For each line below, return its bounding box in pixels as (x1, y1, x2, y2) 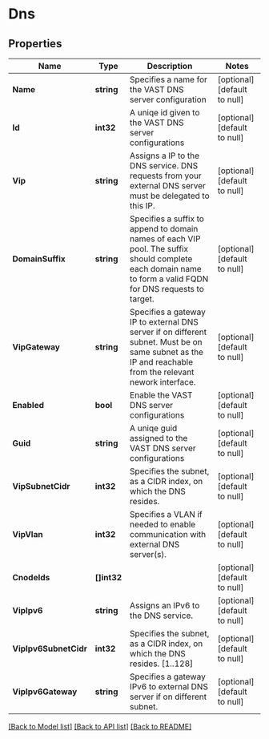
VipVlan (12, 529, 43, 539)
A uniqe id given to (129, 107, 200, 118)
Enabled (12, 400, 45, 410)
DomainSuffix (12, 253, 66, 265)
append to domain (129, 224, 199, 234)
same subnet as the (129, 346, 204, 357)
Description (147, 61, 193, 71)
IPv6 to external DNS (129, 681, 208, 692)
